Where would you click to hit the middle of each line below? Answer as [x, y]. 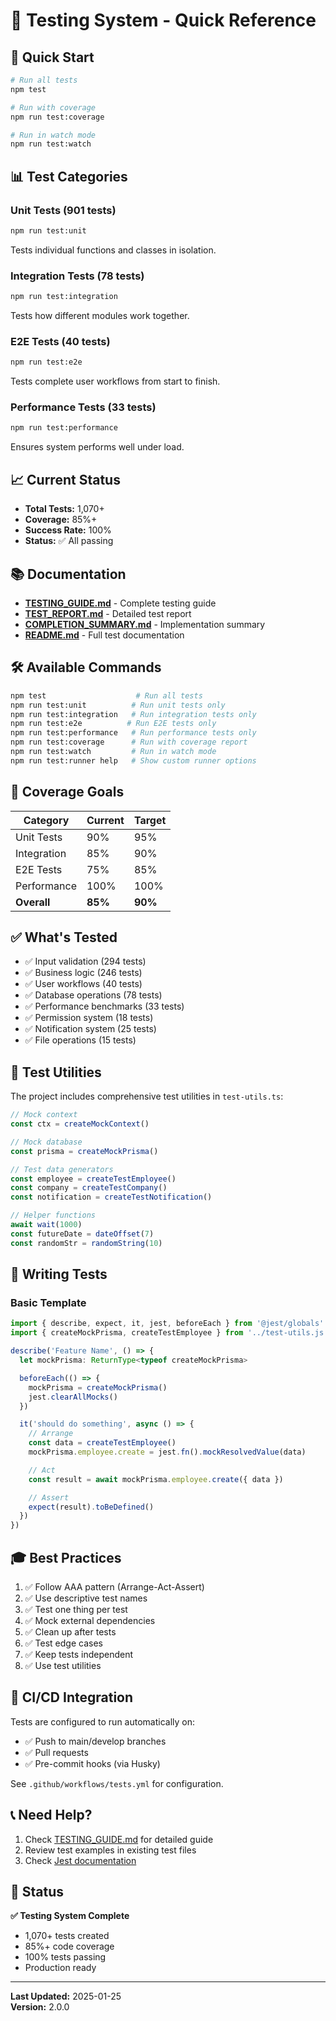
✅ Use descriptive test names [86, 1598]
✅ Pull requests [56, 1752]
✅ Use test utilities [63, 1665]
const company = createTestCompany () [89, 1188]
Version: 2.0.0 [40, 2007]
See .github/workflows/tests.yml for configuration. [117, 1783]
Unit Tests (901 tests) [63, 210]
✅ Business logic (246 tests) [83, 973]
